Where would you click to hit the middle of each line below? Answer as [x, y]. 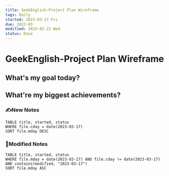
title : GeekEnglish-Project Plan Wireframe [52, 10]
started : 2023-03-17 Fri [32, 19]
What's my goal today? [43, 78]
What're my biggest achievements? [63, 95]
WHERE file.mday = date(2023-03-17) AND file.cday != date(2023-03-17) [83, 159]
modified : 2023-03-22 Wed [33, 29]
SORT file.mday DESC [27, 131]
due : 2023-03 [19, 24]
